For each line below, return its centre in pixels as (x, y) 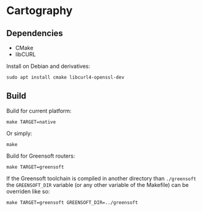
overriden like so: (28, 191)
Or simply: (19, 133)
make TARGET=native (31, 122)
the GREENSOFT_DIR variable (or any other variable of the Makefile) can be (98, 185)
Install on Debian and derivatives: (48, 66)
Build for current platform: (39, 111)
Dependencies (35, 33)
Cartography (39, 11)
